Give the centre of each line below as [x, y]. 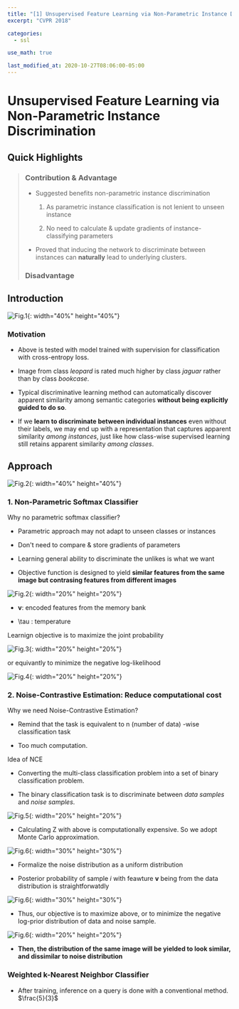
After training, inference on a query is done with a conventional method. [123, 990]
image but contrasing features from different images [97, 580]
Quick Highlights [45, 157]
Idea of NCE [25, 759]
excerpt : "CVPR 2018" [39, 21]
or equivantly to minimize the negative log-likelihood [84, 663]
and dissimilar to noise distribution [70, 956]
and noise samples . [46, 802]
